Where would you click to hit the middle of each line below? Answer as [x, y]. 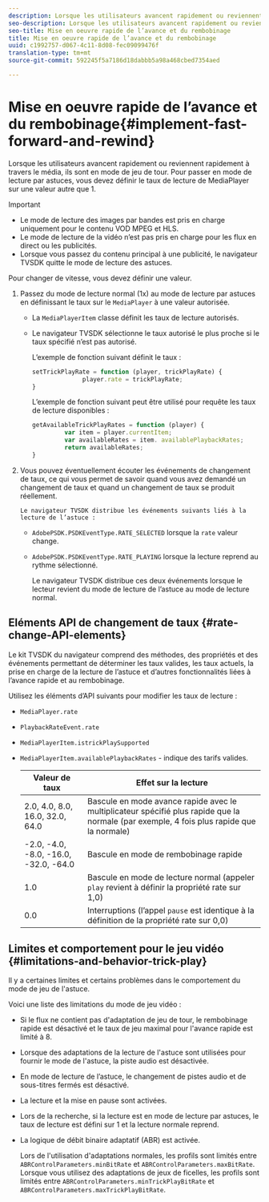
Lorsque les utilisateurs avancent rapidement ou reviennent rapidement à [129, 163]
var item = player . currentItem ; [118, 433]
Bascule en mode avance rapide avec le [162, 801]
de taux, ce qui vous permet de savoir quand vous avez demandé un [133, 478]
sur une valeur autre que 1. [52, 188]
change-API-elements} [67, 635]
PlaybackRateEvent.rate [60, 727]
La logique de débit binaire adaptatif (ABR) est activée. [110, 1140]
